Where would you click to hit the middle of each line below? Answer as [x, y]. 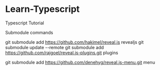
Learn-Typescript [43, 9]
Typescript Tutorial [25, 23]
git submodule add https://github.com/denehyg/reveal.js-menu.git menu [80, 62]
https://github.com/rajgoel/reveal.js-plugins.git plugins [62, 53]
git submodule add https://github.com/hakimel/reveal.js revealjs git [74, 42]
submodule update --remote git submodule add [55, 47]
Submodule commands [29, 32]
